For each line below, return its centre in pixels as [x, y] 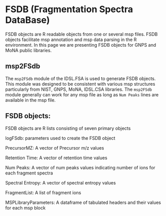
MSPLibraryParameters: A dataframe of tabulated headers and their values [83, 202]
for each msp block [25, 208]
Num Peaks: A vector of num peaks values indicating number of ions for [80, 167]
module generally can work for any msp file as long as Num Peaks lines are [82, 94]
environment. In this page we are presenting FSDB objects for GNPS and [81, 45]
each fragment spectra [29, 173]
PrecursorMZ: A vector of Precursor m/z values [55, 148]
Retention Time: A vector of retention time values [56, 158]
